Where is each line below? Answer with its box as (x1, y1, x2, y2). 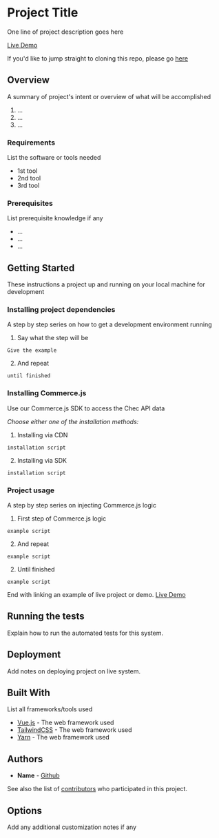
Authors (7, 753, 43, 765)
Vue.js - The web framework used (17, 718, 114, 727)
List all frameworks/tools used (7, 705, 93, 713)
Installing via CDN (17, 430, 68, 439)
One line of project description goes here (7, 28, 124, 36)
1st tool (17, 167, 38, 175)
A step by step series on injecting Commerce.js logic (7, 501, 157, 510)
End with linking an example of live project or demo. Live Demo (7, 591, 186, 599)
